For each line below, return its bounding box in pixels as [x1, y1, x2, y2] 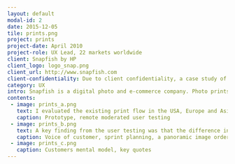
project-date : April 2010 [7, 43, 83, 50]
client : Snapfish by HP [7, 56, 77, 63]
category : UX [7, 82, 45, 89]
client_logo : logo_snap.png [7, 62, 90, 69]
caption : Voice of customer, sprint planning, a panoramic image [16, 133, 211, 140]
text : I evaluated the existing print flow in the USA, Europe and [16, 107, 218, 114]
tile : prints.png [7, 29, 58, 37]
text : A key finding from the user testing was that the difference [16, 127, 220, 134]
